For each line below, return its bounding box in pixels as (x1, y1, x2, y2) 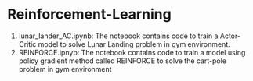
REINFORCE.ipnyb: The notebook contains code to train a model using (18, 48, 246, 57)
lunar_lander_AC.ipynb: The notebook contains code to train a (18, 31, 219, 40)
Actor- (219, 31, 240, 40)
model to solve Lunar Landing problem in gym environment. (38, 39, 230, 48)
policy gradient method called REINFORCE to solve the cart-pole (18, 56, 227, 65)
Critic (18, 39, 37, 48)
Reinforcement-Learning (7, 5, 172, 23)
